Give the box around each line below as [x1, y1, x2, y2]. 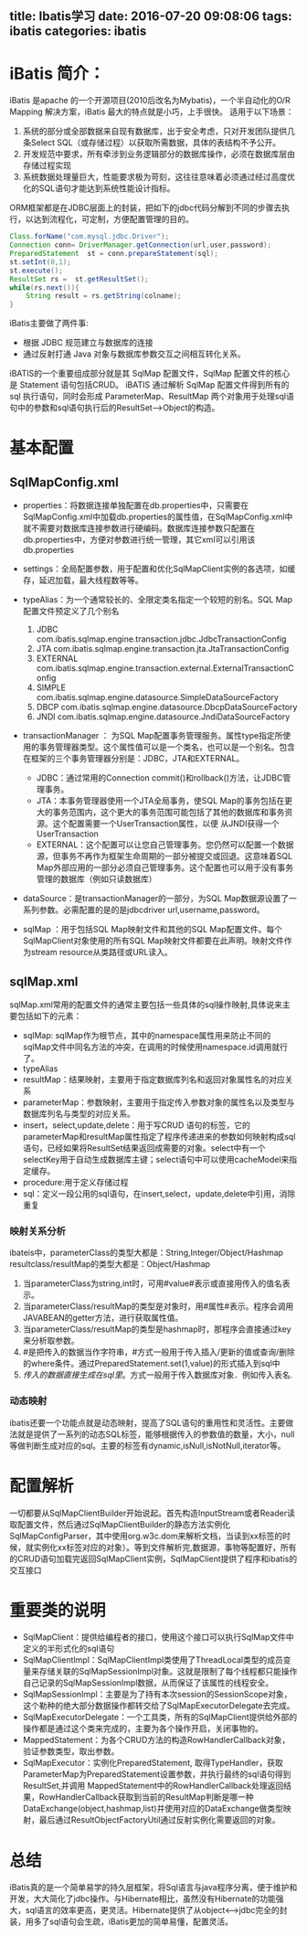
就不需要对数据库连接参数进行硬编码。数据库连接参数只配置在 [22, 523, 256, 534]
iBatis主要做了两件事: [9, 318, 89, 329]
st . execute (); [9, 266, 64, 275]
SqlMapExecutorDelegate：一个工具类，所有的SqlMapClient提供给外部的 [22, 1712, 298, 1723]
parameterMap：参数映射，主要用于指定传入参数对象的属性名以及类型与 [22, 1097, 295, 1108]
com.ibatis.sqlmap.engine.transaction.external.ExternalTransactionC [36, 663, 294, 674]
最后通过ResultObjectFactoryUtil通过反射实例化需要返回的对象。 [38, 1814, 281, 1825]
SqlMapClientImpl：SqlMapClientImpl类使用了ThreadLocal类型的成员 [22, 1654, 283, 1665]
